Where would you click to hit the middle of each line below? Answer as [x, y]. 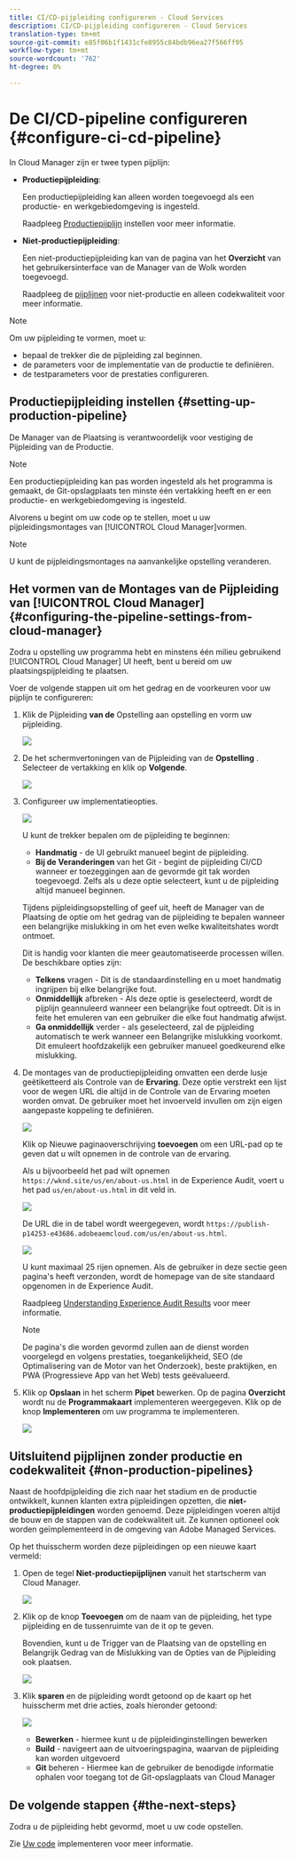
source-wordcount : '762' [55, 59]
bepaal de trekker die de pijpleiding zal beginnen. [112, 355]
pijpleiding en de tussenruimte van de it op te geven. [118, 1626]
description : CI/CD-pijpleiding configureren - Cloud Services [129, 26]
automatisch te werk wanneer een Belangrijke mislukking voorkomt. [159, 1037]
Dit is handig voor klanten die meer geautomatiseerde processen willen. [153, 953]
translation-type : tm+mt [55, 34]
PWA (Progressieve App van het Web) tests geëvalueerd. [126, 1375]
